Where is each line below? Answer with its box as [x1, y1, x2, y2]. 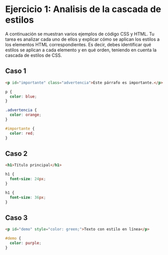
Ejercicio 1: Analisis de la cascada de [5, 4, 161, 15]
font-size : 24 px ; [10, 177, 46, 182]
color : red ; [10, 131, 35, 136]
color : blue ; [10, 94, 37, 99]
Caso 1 [5, 67, 27, 75]
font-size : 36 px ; [10, 195, 46, 200]
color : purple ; [10, 240, 42, 245]
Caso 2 [5, 149, 28, 158]
